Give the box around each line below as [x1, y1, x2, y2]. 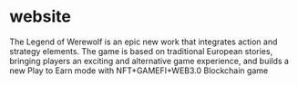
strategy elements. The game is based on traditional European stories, [9, 45, 273, 56]
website [9, 6, 71, 27]
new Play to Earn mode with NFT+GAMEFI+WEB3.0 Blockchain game [9, 65, 269, 76]
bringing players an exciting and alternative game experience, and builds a [9, 55, 290, 66]
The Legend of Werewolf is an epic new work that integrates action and [9, 36, 278, 47]
